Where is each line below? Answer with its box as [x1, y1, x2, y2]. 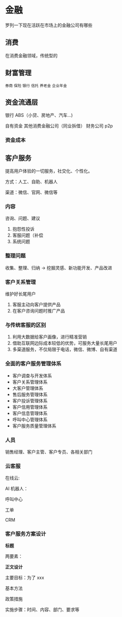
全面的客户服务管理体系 [5, 360, 61, 367]
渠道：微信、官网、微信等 [5, 189, 58, 196]
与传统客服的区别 [5, 322, 46, 329]
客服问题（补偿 [12, 232, 43, 238]
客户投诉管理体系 [12, 397, 48, 404]
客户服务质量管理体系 [12, 422, 56, 429]
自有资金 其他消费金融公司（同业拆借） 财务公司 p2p [5, 123, 113, 129]
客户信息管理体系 [12, 410, 48, 416]
